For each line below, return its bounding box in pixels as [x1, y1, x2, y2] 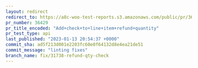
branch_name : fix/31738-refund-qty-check [5, 53, 109, 59]
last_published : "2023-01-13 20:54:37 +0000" [5, 36, 119, 42]
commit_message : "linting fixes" [5, 47, 88, 53]
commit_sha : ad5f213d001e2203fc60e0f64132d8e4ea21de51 [5, 42, 144, 48]
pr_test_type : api [5, 31, 51, 37]
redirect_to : [5, 14, 38, 20]
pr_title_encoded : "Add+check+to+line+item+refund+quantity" [5, 25, 160, 31]
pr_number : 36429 [5, 20, 48, 25]
